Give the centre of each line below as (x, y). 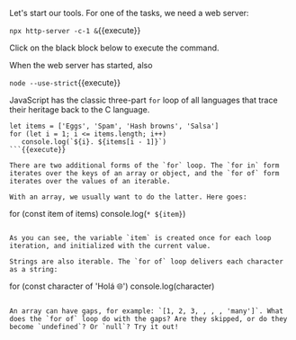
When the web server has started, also (81, 65)
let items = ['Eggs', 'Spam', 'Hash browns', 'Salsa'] (114, 126)
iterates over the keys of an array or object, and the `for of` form (144, 174)
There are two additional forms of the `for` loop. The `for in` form (144, 166)
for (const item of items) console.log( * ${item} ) (98, 214)
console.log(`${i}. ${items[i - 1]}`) (94, 142)
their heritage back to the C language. (80, 110)
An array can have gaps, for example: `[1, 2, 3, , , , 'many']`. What (146, 311)
